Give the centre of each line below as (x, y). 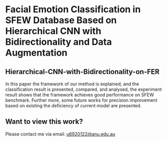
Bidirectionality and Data (59, 42)
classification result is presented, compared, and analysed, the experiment (83, 89)
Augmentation (36, 53)
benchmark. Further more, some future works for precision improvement (81, 100)
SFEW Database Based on (61, 20)
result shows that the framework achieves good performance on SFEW (80, 95)
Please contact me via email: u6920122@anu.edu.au (60, 134)
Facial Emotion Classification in (73, 9)
